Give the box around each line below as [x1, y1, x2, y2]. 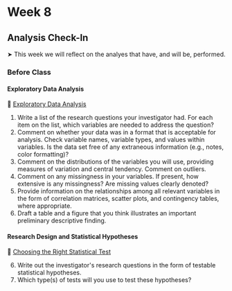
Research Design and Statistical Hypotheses [7, 232, 139, 240]
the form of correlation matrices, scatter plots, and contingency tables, [17, 195, 220, 203]
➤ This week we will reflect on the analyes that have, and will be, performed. [7, 50, 226, 58]
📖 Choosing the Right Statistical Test [7, 247, 111, 256]
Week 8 [7, 4, 52, 20]
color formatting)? [17, 150, 69, 159]
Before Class [7, 67, 51, 77]
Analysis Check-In [7, 32, 89, 44]
